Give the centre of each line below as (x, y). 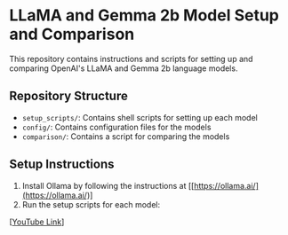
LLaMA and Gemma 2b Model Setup (144, 16)
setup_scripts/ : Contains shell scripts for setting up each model (140, 117)
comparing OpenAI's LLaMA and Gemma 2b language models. (124, 68)
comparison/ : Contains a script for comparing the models (126, 136)
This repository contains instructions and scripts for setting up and (131, 59)
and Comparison (72, 34)
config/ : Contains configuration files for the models (116, 127)
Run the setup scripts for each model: (91, 204)
